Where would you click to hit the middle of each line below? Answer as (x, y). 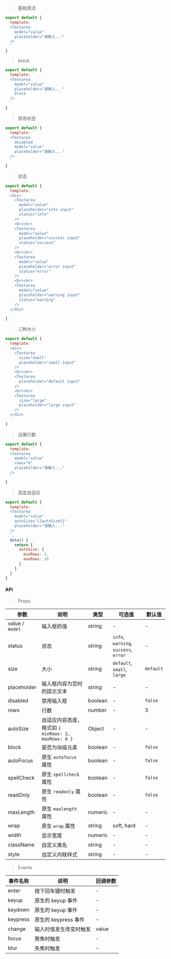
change (17, 929)
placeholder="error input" (47, 267)
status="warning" (37, 300)
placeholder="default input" (50, 382)
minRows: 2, (56, 734)
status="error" (35, 271)
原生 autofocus (59, 757)
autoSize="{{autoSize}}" (41, 521)
